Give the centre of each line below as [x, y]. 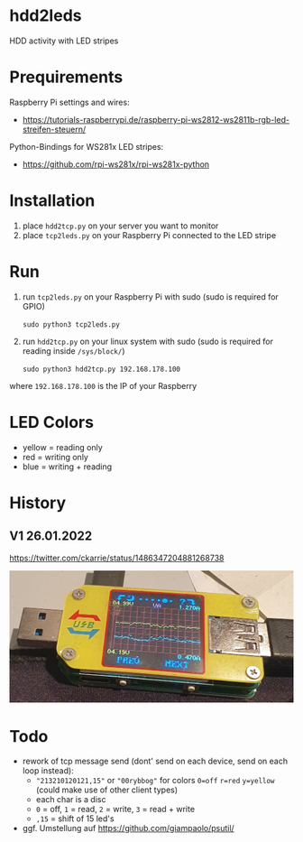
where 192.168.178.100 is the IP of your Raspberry [103, 385]
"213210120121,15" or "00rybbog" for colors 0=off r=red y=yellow [155, 781]
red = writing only [55, 457]
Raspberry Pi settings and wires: [69, 102]
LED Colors [52, 422]
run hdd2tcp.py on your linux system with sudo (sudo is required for [147, 341]
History [38, 503]
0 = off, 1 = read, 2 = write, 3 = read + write [115, 810]
